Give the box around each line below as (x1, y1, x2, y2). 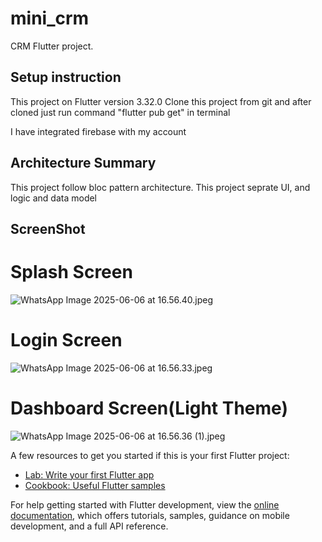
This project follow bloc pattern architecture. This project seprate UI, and (10, 181, 311, 193)
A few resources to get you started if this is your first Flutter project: (10, 449, 290, 461)
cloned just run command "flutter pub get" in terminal (10, 106, 231, 118)
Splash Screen (10, 261, 133, 284)
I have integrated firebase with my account (10, 125, 187, 137)
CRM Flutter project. (10, 40, 94, 52)
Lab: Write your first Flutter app (24, 468, 155, 481)
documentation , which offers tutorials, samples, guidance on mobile (10, 509, 290, 521)
